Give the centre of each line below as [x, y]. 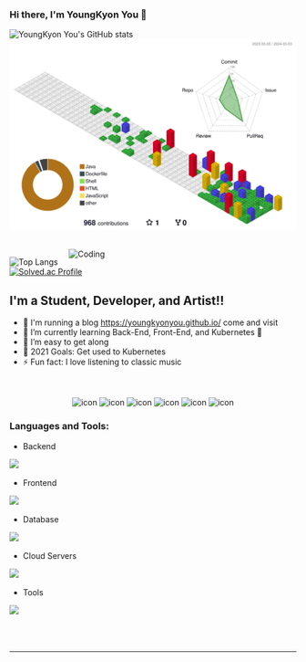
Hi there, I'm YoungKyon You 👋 [78, 15]
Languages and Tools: [59, 426]
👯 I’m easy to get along [66, 342]
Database [41, 519]
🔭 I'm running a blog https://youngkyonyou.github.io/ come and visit [150, 322]
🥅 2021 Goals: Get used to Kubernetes [94, 352]
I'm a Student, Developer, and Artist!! [117, 300]
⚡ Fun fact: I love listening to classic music [102, 362]
